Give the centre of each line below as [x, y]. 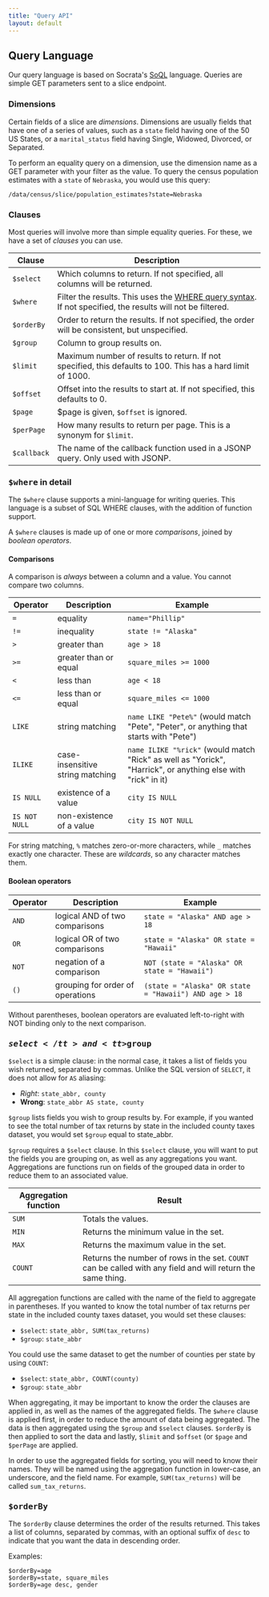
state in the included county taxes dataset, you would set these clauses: [127, 1314]
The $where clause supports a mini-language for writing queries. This [122, 500]
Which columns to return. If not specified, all [140, 273]
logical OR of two [87, 938]
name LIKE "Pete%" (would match [189, 716]
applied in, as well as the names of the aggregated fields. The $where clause [133, 1410]
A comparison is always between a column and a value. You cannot [120, 577]
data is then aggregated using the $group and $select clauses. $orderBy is [130, 1428]
